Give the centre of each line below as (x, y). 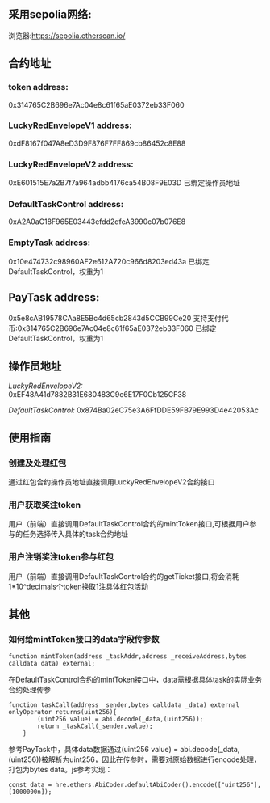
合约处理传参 (29, 690)
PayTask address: (54, 298)
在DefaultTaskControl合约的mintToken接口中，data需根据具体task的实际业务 (135, 680)
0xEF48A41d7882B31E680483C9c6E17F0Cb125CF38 (98, 395)
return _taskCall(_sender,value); (95, 726)
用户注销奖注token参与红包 (61, 557)
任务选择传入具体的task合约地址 (75, 534)
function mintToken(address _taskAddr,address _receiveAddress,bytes (128, 657)
